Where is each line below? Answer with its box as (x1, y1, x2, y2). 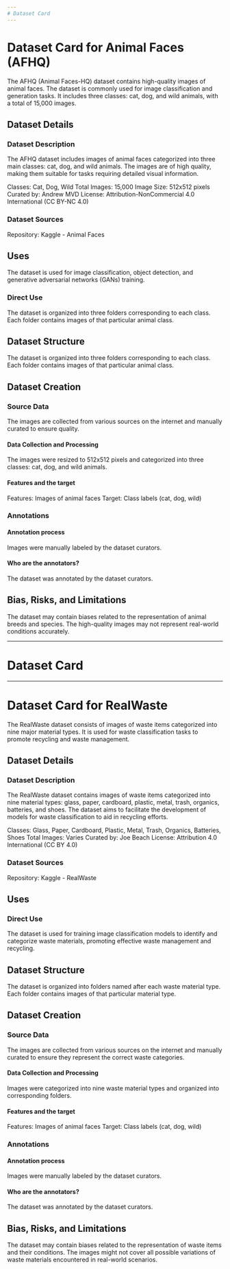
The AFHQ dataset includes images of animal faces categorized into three (7, 155, 216, 164)
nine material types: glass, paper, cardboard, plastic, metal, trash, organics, (7, 798, 220, 807)
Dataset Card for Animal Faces (7, 39, 185, 55)
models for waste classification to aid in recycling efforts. (7, 813, 168, 821)
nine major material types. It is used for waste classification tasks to (7, 728, 199, 736)
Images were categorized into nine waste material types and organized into (7, 1083, 220, 1092)
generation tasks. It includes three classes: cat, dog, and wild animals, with (7, 91, 218, 100)
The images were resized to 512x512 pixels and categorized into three (7, 456, 204, 464)
